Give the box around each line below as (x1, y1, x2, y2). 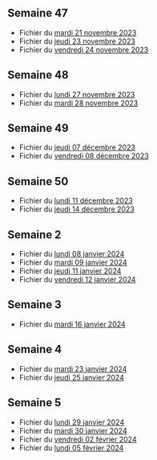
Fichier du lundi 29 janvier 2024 (18, 417, 125, 427)
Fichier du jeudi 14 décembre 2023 (18, 204, 135, 214)
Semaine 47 (7, 6, 69, 20)
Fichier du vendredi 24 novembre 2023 (18, 44, 149, 55)
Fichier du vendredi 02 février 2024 (18, 434, 137, 444)
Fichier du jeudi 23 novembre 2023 (18, 36, 135, 46)
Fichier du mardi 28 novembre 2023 (18, 98, 139, 108)
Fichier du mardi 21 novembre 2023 (18, 27, 137, 37)
